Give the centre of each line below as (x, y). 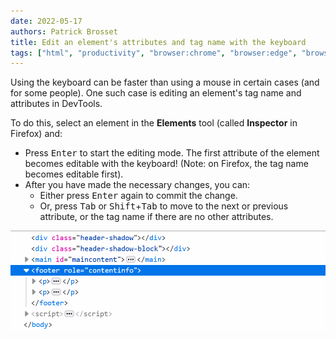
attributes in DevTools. (56, 104)
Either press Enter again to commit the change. (138, 196)
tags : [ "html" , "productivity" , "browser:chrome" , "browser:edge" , (154, 53)
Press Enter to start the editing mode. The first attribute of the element (172, 153)
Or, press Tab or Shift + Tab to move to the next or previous (164, 206)
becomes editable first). (74, 174)
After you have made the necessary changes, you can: (137, 185)
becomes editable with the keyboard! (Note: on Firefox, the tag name (166, 164)
